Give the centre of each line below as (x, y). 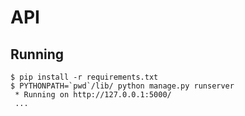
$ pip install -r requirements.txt (84, 77)
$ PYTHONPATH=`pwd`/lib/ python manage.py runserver (122, 86)
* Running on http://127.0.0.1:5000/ (93, 95)
